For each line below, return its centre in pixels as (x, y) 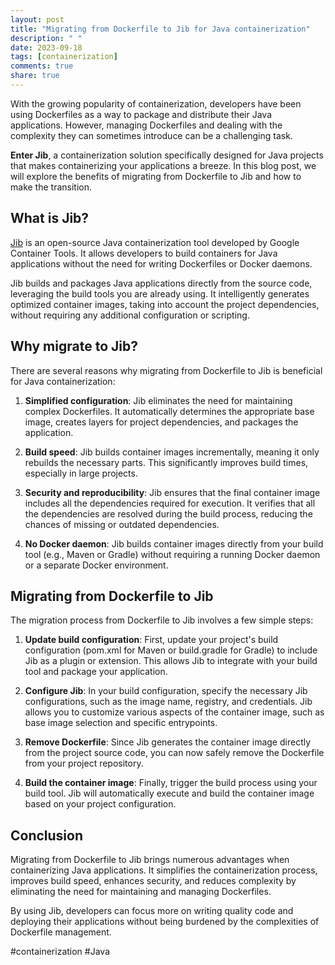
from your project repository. (84, 763)
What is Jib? (50, 218)
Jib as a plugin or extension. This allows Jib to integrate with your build (171, 661)
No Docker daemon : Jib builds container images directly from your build (174, 543)
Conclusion (47, 835)
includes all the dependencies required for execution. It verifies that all (170, 503)
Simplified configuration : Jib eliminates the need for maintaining (158, 400)
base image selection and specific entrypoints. (121, 723)
